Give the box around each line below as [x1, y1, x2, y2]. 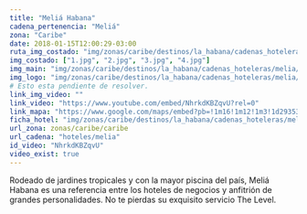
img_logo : [9, 73, 48, 82]
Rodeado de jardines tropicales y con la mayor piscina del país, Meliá [9, 175, 270, 186]
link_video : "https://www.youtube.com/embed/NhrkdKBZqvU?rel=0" [9, 98, 259, 108]
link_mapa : [9, 107, 51, 116]
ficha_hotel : [9, 115, 59, 124]
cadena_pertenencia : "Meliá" [9, 22, 121, 31]
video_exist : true [9, 149, 79, 158]
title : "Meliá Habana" [9, 13, 96, 23]
